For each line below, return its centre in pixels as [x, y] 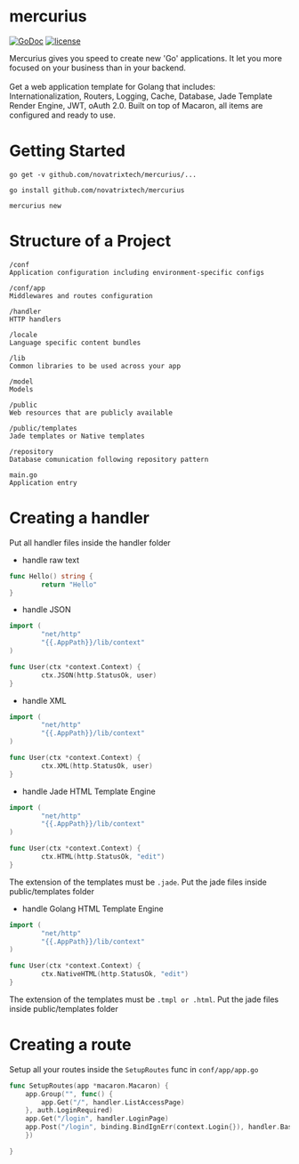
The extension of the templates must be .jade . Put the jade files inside [138, 882]
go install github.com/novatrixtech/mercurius [97, 190]
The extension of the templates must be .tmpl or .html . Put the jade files [144, 999]
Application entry [43, 482]
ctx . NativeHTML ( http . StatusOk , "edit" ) [115, 974]
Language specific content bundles [75, 343]
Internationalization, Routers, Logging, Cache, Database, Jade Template [141, 96]
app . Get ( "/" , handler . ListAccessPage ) [113, 1102]
